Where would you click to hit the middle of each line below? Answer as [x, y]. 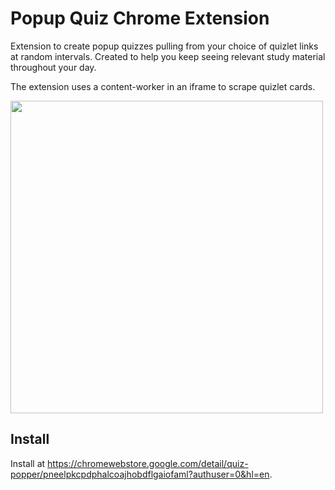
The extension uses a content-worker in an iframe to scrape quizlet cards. [163, 86]
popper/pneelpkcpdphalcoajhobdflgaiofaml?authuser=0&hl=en [140, 474]
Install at [28, 463]
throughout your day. [53, 67]
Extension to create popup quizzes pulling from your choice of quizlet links [164, 46]
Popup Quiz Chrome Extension [140, 18]
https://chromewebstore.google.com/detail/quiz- [148, 463]
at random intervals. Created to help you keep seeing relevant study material [168, 56]
